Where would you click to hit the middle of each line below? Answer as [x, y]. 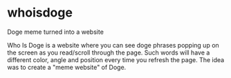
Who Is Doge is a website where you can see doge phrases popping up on [113, 45]
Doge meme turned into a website [55, 32]
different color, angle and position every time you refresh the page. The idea [116, 59]
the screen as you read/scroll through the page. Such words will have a [109, 52]
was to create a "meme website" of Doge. [67, 67]
